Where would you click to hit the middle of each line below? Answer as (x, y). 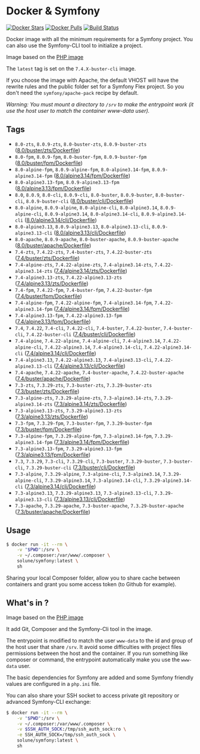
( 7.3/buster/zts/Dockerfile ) (47, 391)
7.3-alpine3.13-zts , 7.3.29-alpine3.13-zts (68, 410)
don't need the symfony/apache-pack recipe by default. (72, 93)
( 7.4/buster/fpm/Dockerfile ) (48, 296)
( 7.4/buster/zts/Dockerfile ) (47, 258)
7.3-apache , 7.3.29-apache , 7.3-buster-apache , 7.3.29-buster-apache (99, 505)
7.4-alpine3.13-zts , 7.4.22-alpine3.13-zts (68, 277)
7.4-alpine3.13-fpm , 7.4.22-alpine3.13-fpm (68, 315)
